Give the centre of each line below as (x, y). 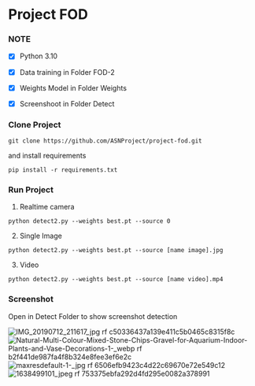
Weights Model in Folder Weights (73, 87)
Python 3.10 (38, 56)
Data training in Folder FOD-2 (67, 72)
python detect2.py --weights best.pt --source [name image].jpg (116, 251)
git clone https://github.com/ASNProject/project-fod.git (105, 141)
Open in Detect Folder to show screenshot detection (93, 316)
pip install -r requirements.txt (63, 170)
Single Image (41, 236)
